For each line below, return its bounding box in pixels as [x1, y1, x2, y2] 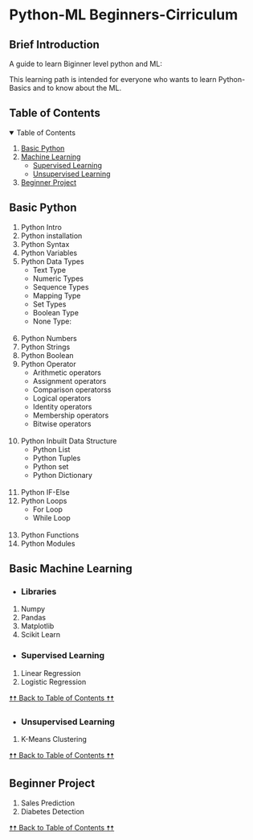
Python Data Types [20, 256, 84, 266]
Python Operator [20, 359, 76, 369]
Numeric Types [32, 274, 84, 283]
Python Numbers [20, 333, 77, 343]
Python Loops [20, 496, 67, 505]
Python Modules [20, 538, 75, 548]
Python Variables [20, 248, 78, 257]
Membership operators [32, 410, 109, 420]
